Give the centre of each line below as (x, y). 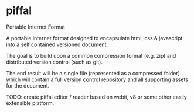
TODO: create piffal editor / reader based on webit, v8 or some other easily (97, 97)
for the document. (28, 85)
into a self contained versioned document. (57, 44)
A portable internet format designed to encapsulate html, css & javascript (94, 38)
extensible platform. (30, 103)
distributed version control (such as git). (54, 62)
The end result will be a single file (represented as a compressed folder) (93, 73)
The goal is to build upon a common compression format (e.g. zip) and (91, 55)
